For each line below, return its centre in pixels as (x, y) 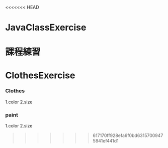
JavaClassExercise (46, 28)
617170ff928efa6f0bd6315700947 (128, 135)
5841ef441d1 (106, 141)
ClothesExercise (40, 75)
